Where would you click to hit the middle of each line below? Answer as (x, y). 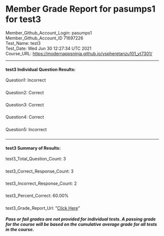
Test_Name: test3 (23, 43)
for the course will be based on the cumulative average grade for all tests (81, 224)
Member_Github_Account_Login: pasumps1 (49, 33)
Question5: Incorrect (26, 129)
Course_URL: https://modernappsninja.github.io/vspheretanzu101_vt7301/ (79, 53)
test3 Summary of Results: (33, 148)
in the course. (20, 230)
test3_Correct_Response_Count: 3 (40, 171)
